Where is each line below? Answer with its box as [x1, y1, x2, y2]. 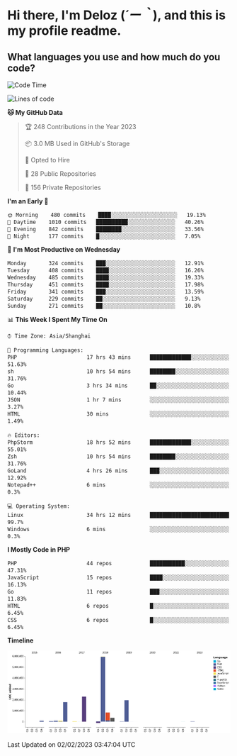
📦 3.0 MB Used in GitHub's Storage [24, 140, 130, 148]
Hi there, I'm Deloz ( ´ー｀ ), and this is [7, 7, 226, 23]
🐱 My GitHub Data [7, 109, 64, 116]
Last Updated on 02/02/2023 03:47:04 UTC [7, 740, 136, 749]
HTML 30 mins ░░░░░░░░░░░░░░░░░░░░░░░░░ [7, 411, 230, 418]
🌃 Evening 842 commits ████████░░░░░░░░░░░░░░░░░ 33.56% [7, 226, 204, 233]
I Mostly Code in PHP [7, 545, 71, 554]
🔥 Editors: [7, 432, 40, 439]
